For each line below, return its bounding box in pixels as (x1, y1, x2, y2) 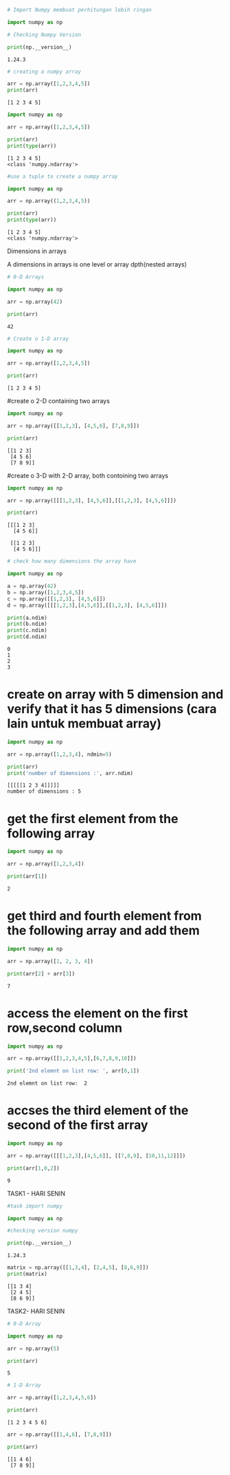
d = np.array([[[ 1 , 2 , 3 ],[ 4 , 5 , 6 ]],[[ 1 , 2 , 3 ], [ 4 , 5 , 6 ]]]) (7, 602, 168, 609)
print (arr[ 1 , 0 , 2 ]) (7, 1164, 60, 1171)
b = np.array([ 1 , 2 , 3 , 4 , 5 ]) (7, 589, 84, 596)
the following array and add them (7, 923, 200, 938)
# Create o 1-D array (7, 335, 69, 342)
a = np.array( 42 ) (7, 583, 57, 589)
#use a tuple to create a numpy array (7, 172, 118, 180)
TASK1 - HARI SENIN (7, 1189, 65, 1197)
